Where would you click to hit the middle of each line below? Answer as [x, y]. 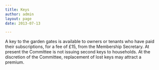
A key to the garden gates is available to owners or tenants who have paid [80, 42]
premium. [15, 62]
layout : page [18, 19]
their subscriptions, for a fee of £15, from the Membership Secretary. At [77, 47]
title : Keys [17, 10]
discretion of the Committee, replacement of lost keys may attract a [73, 57]
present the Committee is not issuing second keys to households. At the [78, 52]
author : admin [20, 14]
